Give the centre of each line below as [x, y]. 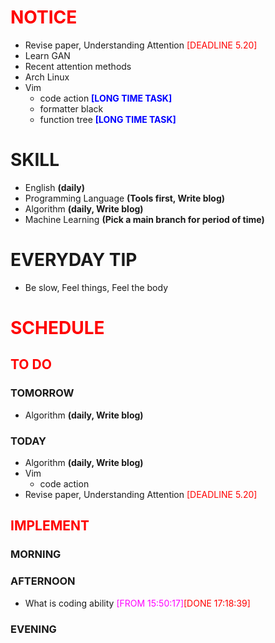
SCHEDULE [57, 328]
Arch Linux [47, 77]
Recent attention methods [78, 66]
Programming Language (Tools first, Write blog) [125, 198]
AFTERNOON [43, 581]
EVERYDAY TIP [74, 260]
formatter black [71, 108]
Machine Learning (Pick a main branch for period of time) [144, 219]
